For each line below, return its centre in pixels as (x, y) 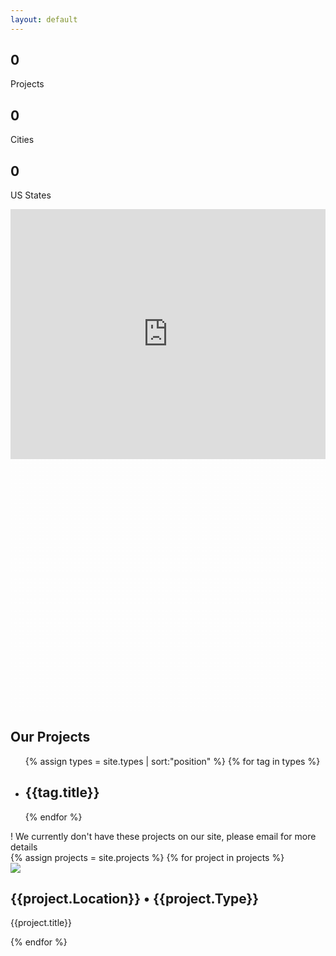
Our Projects (50, 737)
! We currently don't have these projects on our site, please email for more (163, 836)
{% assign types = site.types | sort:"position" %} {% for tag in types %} (172, 761)
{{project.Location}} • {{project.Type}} (135, 898)
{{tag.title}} (62, 792)
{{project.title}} (41, 923)
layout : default (44, 19)
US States (31, 195)
